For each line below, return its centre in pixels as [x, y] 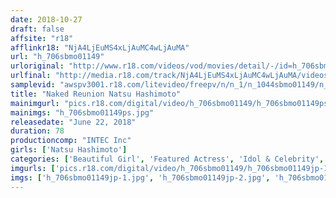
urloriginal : [37, 66]
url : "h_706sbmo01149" [57, 57]
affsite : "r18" [42, 38]
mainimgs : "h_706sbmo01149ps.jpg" [82, 112]
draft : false [37, 29]
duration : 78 [37, 131]
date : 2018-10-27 [46, 19]
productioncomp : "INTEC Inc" [71, 141]
